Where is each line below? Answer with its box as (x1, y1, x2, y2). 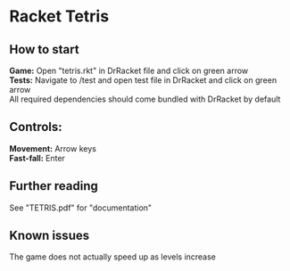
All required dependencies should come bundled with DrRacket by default (9, 94, 281, 104)
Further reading (9, 178, 98, 193)
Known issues (9, 228, 90, 243)
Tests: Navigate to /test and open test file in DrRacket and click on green (9, 75, 278, 86)
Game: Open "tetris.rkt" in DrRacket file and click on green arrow (9, 65, 249, 76)
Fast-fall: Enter (9, 152, 65, 163)
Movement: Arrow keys (9, 143, 96, 153)
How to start (9, 42, 79, 57)
